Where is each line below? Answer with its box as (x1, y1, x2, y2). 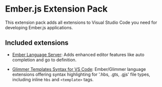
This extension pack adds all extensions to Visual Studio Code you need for (5, 19, 158, 25)
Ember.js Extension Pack (5, 3, 108, 15)
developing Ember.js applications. (5, 24, 73, 30)
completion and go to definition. (12, 57, 77, 63)
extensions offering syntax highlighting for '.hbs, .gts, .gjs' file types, (12, 71, 150, 77)
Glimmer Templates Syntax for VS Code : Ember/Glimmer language (12, 66, 146, 72)
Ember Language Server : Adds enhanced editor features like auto (12, 52, 144, 57)
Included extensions (5, 39, 69, 47)
